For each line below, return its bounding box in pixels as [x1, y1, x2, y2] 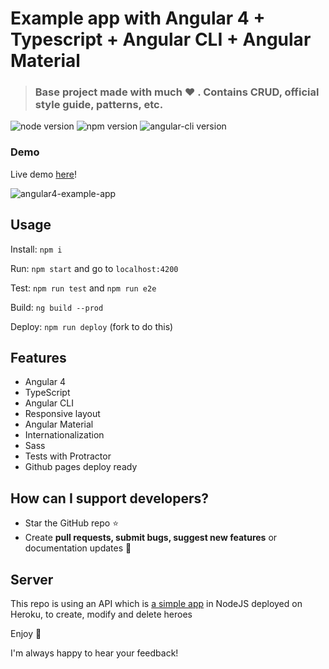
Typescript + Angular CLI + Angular [10, 28, 312, 51]
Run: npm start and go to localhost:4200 [10, 262, 179, 274]
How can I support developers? [10, 490, 210, 507]
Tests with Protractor [24, 450, 112, 462]
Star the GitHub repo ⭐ [24, 517, 120, 529]
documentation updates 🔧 [24, 542, 132, 554]
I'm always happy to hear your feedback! [10, 647, 179, 659]
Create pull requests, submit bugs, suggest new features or [24, 532, 278, 544]
